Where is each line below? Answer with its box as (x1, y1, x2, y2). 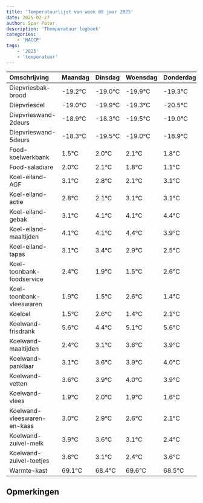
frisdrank (9, 327, 35, 335)
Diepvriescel (9, 100, 45, 109)
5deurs (9, 136, 30, 144)
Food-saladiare (9, 163, 54, 171)
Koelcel (9, 309, 31, 318)
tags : (6, 43, 20, 49)
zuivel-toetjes (9, 456, 50, 465)
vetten (9, 379, 28, 387)
